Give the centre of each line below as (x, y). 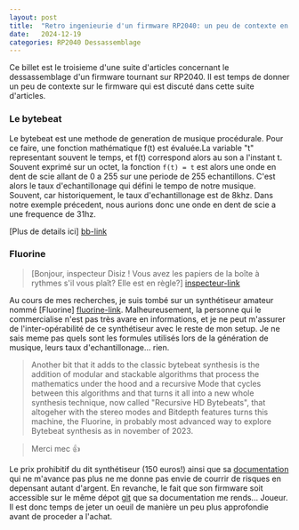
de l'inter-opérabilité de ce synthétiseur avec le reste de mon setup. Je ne (145, 328)
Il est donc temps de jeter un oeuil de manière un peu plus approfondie (139, 507)
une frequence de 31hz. (53, 213)
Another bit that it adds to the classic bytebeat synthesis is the (145, 365)
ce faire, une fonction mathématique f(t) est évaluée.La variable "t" (132, 148)
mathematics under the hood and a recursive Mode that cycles (146, 383)
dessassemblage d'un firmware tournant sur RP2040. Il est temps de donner (149, 77)
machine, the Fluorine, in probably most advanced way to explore (151, 421)
